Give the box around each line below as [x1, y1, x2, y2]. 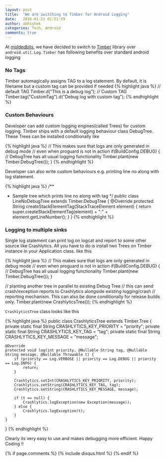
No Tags [5, 66, 26, 73]
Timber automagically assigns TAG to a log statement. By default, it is [5, 78, 147, 84]
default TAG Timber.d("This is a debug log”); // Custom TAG [5, 89, 127, 95]
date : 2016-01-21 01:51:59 [5, 16, 65, 21]
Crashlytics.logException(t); [23, 408, 85, 413]
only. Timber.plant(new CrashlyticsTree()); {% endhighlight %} [5, 298, 132, 305]
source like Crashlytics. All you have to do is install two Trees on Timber [5, 242, 152, 248]
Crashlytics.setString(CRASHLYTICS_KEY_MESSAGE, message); [14, 387, 139, 392]
